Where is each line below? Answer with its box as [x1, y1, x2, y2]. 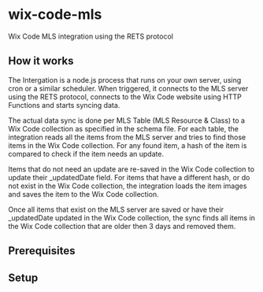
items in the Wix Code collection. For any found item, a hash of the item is [8, 140, 247, 150]
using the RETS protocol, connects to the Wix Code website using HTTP [8, 92, 242, 102]
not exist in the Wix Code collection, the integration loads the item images [8, 181, 247, 190]
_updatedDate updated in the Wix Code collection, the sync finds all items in [8, 213, 256, 222]
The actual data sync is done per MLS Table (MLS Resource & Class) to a [8, 116, 246, 125]
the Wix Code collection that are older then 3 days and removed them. [8, 221, 236, 231]
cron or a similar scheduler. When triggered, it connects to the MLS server [8, 83, 249, 93]
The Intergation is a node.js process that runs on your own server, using [8, 75, 242, 84]
